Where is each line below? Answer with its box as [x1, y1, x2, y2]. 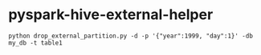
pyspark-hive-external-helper [8, 6, 214, 24]
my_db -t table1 [8, 38, 63, 47]
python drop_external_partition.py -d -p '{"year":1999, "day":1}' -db [8, 32, 253, 40]
